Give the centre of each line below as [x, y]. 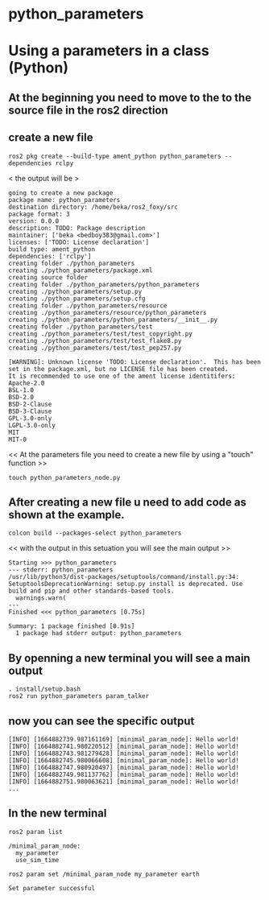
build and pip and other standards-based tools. [91, 591]
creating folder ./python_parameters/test [81, 327]
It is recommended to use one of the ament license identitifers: [122, 376]
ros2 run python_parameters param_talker [79, 696]
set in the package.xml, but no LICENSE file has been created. [118, 369]
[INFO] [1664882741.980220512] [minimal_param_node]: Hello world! [124, 747]
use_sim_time [37, 860]
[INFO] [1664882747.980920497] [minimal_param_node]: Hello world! [124, 768]
